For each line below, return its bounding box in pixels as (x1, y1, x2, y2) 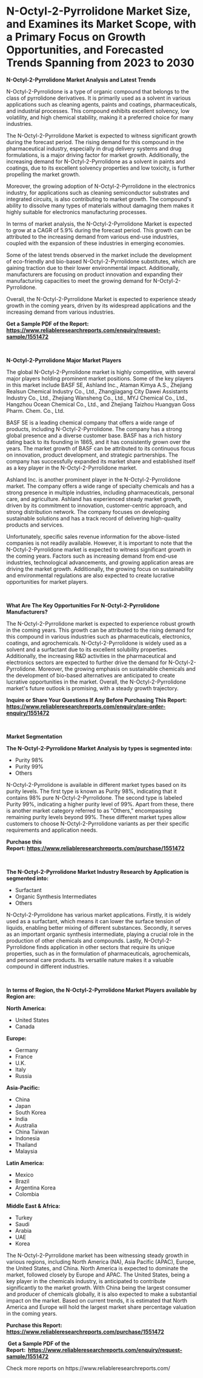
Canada (15, 1023, 35, 1030)
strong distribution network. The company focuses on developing (6, 508, 170, 515)
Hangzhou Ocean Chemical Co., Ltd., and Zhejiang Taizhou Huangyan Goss (6, 400, 195, 408)
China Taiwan (15, 1128, 50, 1135)
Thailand (15, 1141, 38, 1148)
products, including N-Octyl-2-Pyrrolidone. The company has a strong (6, 425, 182, 432)
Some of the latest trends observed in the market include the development (6, 251, 192, 258)
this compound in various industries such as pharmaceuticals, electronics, (6, 632, 192, 640)
